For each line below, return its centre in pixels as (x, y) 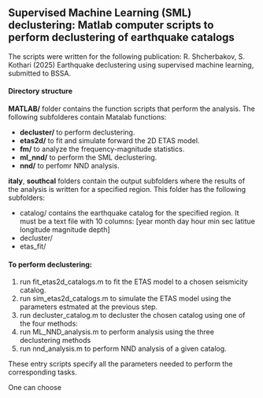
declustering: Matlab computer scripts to (111, 26)
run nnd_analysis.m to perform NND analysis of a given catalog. (123, 348)
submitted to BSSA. (40, 73)
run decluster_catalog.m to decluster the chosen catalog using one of (132, 315)
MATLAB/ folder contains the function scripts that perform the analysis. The (132, 109)
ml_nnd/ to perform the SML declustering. (88, 157)
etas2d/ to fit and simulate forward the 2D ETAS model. (109, 141)
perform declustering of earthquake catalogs (121, 37)
